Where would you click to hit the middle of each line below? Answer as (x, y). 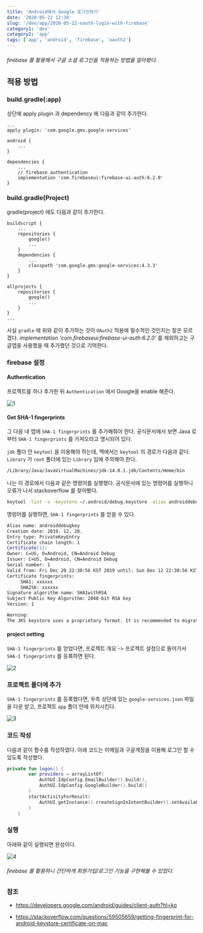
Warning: (18, 615)
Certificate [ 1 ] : (27, 548)
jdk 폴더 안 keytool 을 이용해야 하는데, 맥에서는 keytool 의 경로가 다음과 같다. (98, 452)
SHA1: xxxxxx (36, 582)
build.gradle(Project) (38, 198)
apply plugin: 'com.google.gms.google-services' (69, 130)
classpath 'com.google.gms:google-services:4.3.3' (93, 265)
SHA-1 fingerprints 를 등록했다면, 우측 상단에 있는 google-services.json (95, 699)
